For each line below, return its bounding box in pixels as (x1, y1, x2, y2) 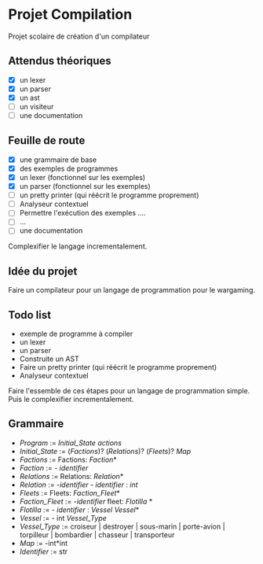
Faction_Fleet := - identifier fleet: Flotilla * (19, 496, 153, 506)
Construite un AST (19, 354, 80, 363)
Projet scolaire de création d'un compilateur (8, 31, 150, 41)
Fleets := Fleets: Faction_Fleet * (19, 488, 120, 497)
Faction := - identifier (19, 463, 89, 473)
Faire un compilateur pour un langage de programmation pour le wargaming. (8, 286, 256, 295)
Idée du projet (8, 264, 78, 278)
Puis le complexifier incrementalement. (8, 395, 134, 404)
